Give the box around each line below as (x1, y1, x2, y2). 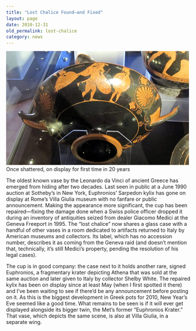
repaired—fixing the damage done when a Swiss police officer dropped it (6, 208, 183, 215)
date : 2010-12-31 (6, 22, 49, 27)
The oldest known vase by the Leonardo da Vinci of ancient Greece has (6, 177, 178, 184)
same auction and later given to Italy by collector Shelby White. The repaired (6, 275, 191, 283)
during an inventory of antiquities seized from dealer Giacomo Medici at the (6, 214, 188, 221)
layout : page (6, 15, 38, 22)
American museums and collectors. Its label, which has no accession (6, 233, 173, 240)
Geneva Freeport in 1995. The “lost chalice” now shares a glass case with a (6, 221, 187, 228)
